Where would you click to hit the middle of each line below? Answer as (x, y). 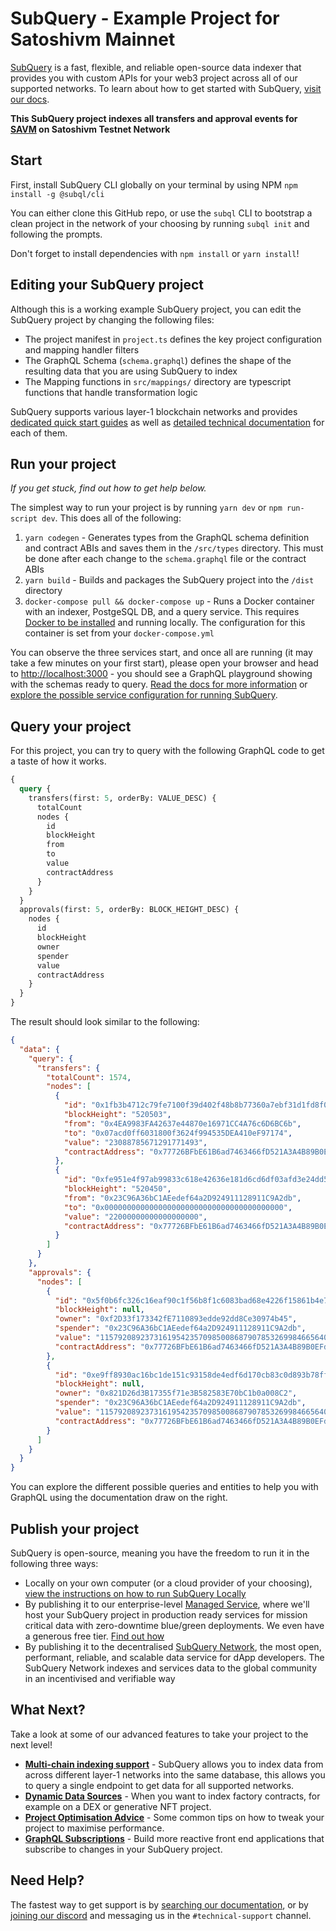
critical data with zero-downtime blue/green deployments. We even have (174, 1625)
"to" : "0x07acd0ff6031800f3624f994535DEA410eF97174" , (178, 1133)
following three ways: (54, 1563)
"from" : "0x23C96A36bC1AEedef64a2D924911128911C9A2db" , (182, 1198)
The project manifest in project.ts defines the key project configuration (173, 339)
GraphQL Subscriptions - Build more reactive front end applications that (174, 1838)
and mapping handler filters (82, 349)
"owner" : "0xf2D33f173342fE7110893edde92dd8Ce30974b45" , (176, 1319)
